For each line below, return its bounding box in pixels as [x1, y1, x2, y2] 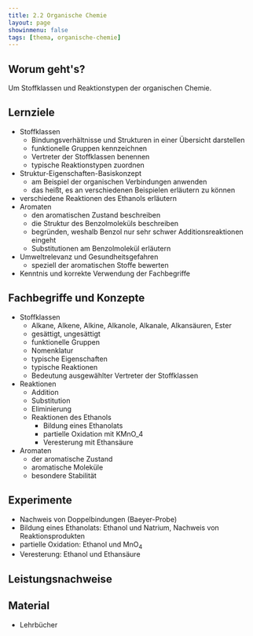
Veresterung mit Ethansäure [42, 437, 134, 447]
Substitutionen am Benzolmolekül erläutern [31, 243, 171, 253]
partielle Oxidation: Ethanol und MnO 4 [19, 539, 143, 550]
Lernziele [8, 106, 55, 119]
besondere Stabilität [31, 470, 97, 480]
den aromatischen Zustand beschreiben [31, 210, 161, 220]
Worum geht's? [8, 62, 86, 75]
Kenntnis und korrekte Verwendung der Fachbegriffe [19, 269, 191, 278]
